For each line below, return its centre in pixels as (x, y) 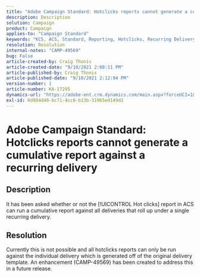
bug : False (20, 56)
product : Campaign (29, 28)
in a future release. (29, 269)
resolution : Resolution (36, 45)
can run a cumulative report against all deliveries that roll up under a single (98, 210)
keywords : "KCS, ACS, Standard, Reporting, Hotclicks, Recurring (89, 39)
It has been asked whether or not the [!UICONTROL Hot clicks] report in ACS (100, 204)
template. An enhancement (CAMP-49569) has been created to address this (100, 262)
